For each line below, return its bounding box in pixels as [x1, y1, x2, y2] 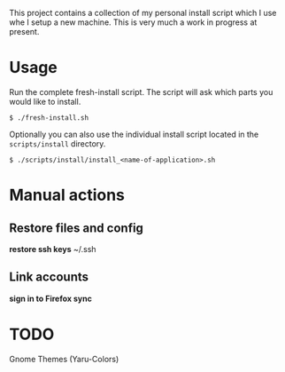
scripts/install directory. [9, 138, 106, 149]
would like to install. [9, 96, 81, 107]
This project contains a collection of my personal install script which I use [9, 8, 277, 18]
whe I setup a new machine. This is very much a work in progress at [9, 17, 258, 28]
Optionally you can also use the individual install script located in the [9, 129, 259, 139]
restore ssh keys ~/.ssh [9, 243, 96, 254]
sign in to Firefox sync [9, 293, 93, 304]
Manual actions [9, 186, 126, 205]
